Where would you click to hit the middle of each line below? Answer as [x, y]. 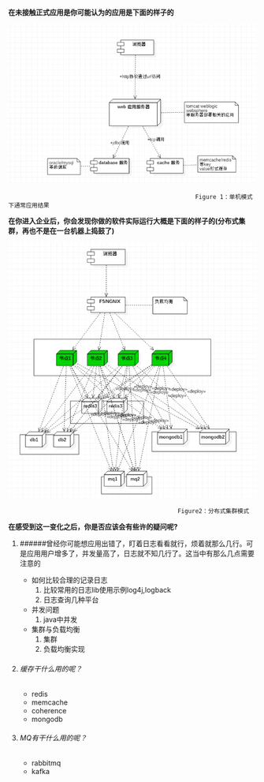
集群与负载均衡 [56, 630]
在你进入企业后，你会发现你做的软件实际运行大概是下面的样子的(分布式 [123, 221]
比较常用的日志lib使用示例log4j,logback [107, 590]
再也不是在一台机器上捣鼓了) [68, 230]
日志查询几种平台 [71, 600]
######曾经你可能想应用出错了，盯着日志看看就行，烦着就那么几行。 [133, 544]
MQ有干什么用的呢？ [53, 738]
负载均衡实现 [64, 649]
